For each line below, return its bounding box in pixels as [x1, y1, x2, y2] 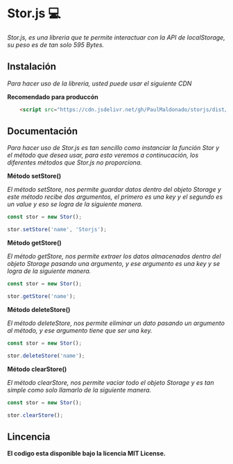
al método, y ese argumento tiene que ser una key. [7, 326, 153, 334]
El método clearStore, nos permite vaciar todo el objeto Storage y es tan [7, 378, 214, 386]
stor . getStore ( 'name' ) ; [7, 293, 76, 300]
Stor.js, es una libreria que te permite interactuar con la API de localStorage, [7, 33, 225, 42]
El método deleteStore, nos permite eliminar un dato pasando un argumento [7, 319, 225, 327]
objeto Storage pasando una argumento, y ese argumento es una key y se [7, 260, 221, 268]
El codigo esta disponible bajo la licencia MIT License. [7, 449, 166, 458]
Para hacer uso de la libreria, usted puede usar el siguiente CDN [7, 79, 192, 88]
